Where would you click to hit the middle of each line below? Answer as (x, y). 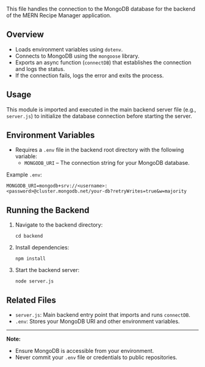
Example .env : (24, 175)
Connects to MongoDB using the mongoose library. (77, 56)
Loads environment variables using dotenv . (69, 49)
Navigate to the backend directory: (59, 225)
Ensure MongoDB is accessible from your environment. (85, 351)
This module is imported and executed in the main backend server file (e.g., (101, 109)
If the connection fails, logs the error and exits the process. (89, 75)
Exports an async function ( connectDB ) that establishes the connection (103, 62)
